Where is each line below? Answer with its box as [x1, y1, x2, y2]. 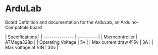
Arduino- [120, 19, 139, 25]
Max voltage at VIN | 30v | [5, 44, 58, 50]
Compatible [5, 24, 29, 30]
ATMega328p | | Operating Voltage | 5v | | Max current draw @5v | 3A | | [5, 39, 154, 45]
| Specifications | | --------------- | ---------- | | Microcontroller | [5, 34, 138, 40]
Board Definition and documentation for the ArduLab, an [5, 19, 120, 25]
